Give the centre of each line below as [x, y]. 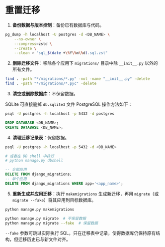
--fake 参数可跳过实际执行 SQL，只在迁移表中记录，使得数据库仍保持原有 [81, 233]
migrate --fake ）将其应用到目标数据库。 [54, 200]
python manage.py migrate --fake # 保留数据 [52, 223]
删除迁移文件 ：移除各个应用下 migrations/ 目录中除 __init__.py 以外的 [85, 63]
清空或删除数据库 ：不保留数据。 [45, 94]
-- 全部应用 [16, 170]
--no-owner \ [28, 39]
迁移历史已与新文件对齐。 [44, 240]
